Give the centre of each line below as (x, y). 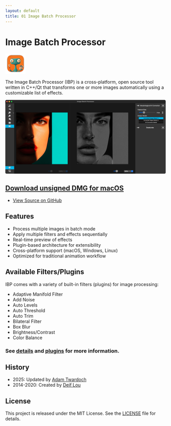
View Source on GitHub (37, 200)
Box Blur (21, 326)
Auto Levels (25, 305)
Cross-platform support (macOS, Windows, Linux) (65, 250)
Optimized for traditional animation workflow (59, 256)
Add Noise (24, 299)
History (17, 368)
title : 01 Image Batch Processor (41, 16)
